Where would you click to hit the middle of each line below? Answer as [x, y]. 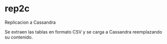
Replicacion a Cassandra [30, 22]
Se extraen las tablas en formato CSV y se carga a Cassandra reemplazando [83, 32]
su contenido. [19, 37]
